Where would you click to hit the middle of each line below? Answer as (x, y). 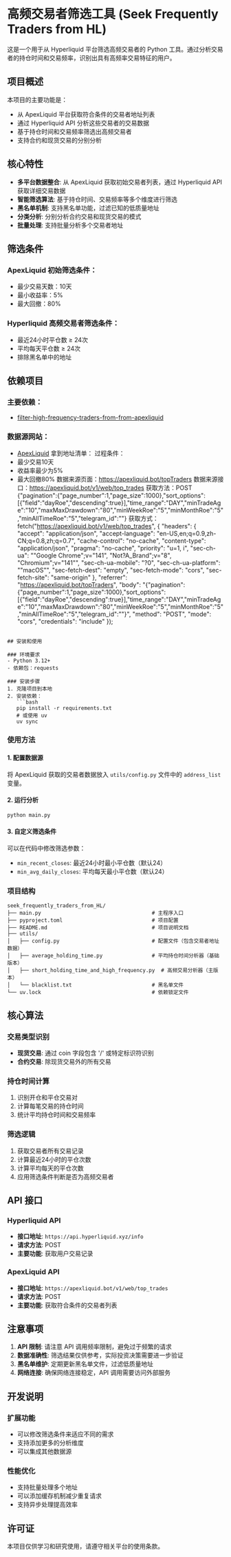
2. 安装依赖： (25, 696)
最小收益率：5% (40, 295)
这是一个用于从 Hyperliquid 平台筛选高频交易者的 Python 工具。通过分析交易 (115, 49)
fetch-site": (33, 577)
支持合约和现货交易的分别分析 (59, 140)
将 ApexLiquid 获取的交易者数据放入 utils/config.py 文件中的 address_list (114, 774)
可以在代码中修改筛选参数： (46, 848)
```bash (27, 702)
